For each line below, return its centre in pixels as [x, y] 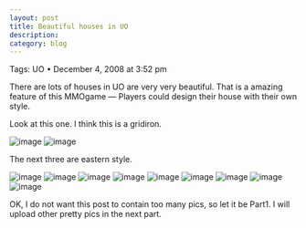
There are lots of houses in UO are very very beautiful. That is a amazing [146, 87]
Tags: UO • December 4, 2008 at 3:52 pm [88, 69]
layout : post [34, 18]
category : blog [38, 43]
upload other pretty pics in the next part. [85, 214]
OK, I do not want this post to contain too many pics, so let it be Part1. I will [150, 204]
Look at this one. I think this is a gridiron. [86, 124]
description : [34, 35]
